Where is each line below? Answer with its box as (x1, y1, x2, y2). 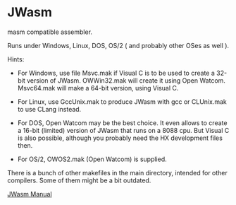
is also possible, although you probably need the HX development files (17, 134, 223, 142)
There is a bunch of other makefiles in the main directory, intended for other (7, 168, 228, 177)
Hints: (7, 54, 25, 64)
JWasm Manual (7, 189, 52, 198)
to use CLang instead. (17, 105, 82, 113)
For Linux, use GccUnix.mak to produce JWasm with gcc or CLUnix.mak (17, 97, 228, 106)
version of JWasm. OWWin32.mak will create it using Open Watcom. (27, 76, 225, 85)
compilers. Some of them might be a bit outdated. (7, 176, 151, 184)
